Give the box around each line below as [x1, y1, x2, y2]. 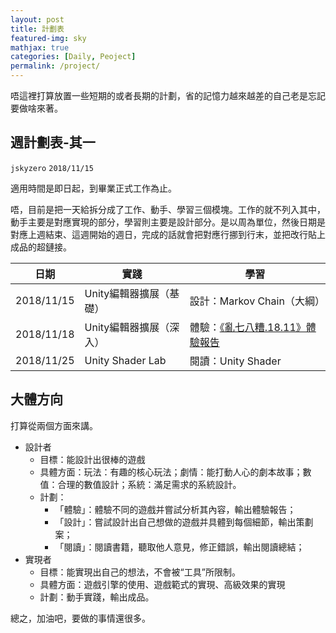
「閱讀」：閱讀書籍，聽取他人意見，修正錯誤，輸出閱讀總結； [54, 541, 305, 553]
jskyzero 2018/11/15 [10, 163, 94, 173]
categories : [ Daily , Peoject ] [10, 52, 137, 62]
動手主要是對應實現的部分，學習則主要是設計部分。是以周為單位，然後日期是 [10, 216, 326, 228]
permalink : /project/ [10, 61, 101, 71]
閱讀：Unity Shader [189, 354, 282, 368]
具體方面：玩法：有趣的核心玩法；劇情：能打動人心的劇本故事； [39, 466, 303, 478]
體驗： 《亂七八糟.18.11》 [189, 320, 307, 334]
